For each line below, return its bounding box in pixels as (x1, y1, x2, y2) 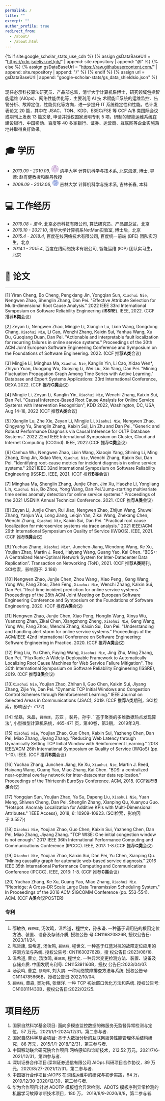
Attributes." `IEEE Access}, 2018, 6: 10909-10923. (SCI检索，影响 (5, 810, 137, 816)
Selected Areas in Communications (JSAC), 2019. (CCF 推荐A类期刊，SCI (5, 697, 154, 703)
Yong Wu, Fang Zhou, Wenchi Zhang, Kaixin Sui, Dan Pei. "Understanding (5, 623, 154, 629)
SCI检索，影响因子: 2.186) (5, 567, 57, 572)
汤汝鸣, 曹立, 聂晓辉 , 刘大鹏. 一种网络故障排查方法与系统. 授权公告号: (12, 968, 149, 974)
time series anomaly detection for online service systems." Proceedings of (5, 492, 156, 497)
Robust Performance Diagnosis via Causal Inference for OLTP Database (5, 428, 150, 434)
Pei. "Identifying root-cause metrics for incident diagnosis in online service (5, 460, 157, 466)
